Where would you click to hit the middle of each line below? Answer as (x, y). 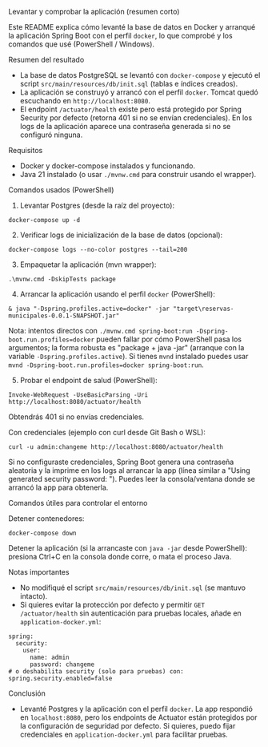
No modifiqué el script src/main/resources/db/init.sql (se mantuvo (133, 588)
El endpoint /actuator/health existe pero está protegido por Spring (130, 109)
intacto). (34, 596)
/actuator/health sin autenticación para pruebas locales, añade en (130, 613)
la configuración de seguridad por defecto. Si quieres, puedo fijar (128, 726)
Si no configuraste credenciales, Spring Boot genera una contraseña (121, 462)
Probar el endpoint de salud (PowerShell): (88, 380)
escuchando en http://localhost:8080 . (85, 101)
